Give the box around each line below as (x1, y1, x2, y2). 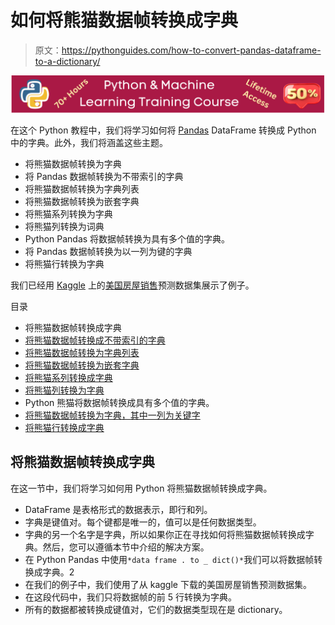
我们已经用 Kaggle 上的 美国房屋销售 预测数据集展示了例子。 (10, 279, 255, 291)
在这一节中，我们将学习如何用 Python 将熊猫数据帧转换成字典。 (10, 482, 273, 494)
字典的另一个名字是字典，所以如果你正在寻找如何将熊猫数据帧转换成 (24, 528, 306, 540)
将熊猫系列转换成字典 (24, 371, 113, 383)
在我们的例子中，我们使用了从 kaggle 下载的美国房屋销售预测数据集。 (24, 578, 312, 590)
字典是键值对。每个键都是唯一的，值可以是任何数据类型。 (24, 516, 262, 528)
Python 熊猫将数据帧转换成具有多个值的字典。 (24, 396, 215, 408)
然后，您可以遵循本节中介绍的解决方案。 (42, 541, 210, 553)
